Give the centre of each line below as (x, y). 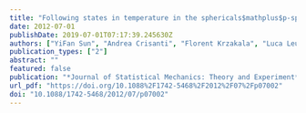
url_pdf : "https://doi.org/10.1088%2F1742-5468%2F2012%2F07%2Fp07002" (146, 86)
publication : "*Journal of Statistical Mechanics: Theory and (130, 77)
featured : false (40, 69)
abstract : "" (34, 60)
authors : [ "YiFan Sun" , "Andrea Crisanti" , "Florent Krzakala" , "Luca (146, 43)
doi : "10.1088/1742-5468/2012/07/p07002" (89, 94)
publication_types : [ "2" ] (58, 52)
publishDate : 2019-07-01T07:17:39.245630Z (91, 35)
